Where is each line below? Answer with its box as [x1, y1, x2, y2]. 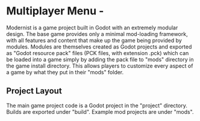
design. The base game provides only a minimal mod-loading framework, [6, 30, 188, 37]
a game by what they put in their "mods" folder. [6, 68, 124, 75]
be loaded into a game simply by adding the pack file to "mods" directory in [6, 56, 194, 63]
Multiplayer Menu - [6, 4, 104, 18]
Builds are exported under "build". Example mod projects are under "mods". [6, 108, 194, 115]
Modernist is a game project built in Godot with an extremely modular [6, 24, 178, 31]
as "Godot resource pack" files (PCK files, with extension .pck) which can [6, 49, 189, 56]
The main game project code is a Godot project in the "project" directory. [6, 102, 188, 109]
